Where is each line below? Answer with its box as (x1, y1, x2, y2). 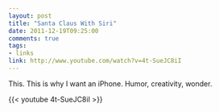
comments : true (8, 34, 60, 43)
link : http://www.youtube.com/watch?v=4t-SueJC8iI (8, 57, 182, 65)
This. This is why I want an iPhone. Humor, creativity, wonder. (8, 78, 213, 89)
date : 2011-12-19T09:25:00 (8, 27, 99, 35)
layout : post (8, 11, 52, 20)
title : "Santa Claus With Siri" (8, 19, 117, 27)
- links (8, 49, 35, 57)
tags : (8, 42, 27, 50)
